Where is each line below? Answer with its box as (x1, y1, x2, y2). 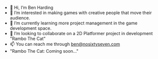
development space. (9, 25, 52, 31)
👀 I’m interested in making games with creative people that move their (9, 10, 152, 16)
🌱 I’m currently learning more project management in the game (9, 20, 138, 26)
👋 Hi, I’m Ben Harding (9, 5, 53, 10)
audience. (9, 15, 31, 20)
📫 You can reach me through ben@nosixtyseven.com (9, 41, 120, 47)
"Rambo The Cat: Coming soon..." (9, 48, 79, 54)
